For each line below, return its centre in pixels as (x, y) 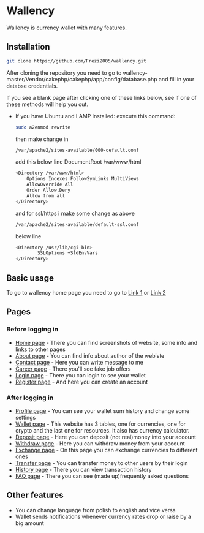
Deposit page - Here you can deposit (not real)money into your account (105, 437)
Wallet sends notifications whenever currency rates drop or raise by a (103, 516)
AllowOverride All (50, 184)
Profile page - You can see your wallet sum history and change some (102, 410)
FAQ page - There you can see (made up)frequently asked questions (102, 476)
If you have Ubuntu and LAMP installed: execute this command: (95, 116)
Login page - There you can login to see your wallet (80, 375)
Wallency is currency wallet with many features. (67, 28)
